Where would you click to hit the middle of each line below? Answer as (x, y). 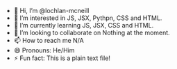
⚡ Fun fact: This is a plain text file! (62, 58)
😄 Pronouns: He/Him (44, 50)
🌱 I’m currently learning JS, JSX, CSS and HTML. (84, 25)
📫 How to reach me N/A (49, 40)
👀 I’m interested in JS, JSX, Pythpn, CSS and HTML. (88, 18)
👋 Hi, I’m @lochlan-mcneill (51, 11)
